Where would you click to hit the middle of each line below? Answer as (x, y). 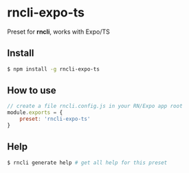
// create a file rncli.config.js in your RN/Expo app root (95, 106)
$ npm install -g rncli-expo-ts (53, 69)
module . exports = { (35, 113)
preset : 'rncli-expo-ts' (55, 119)
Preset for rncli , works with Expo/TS (58, 32)
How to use (32, 91)
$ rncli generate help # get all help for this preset (87, 163)
